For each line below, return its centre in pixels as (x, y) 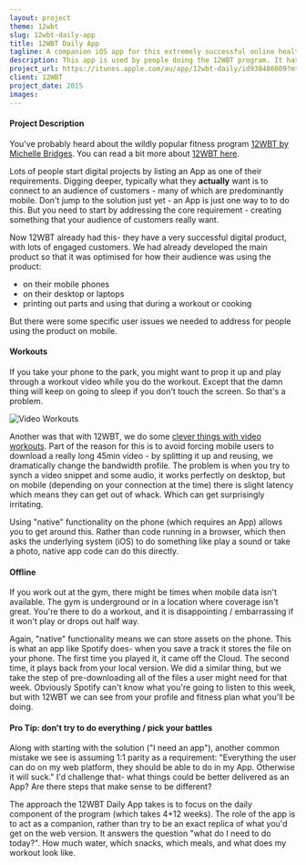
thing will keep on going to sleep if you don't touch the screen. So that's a (148, 391)
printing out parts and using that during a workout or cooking (137, 303)
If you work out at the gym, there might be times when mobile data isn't (143, 592)
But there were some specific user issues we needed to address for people (150, 321)
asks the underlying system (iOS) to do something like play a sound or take (150, 541)
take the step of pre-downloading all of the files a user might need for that (148, 678)
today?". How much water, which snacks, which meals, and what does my (148, 843)
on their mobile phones (66, 284)
